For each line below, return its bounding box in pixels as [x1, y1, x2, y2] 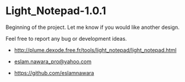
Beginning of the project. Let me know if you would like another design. [5, 24, 180, 31]
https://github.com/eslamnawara [14, 69, 94, 76]
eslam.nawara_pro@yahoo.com [14, 58, 92, 65]
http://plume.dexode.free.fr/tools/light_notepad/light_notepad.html [14, 46, 177, 54]
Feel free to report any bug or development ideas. [5, 35, 127, 42]
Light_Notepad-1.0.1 [5, 4, 106, 18]
